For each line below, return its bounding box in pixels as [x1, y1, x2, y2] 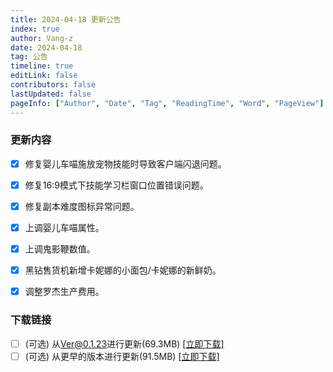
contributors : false [10, 80, 97, 90]
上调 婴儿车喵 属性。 [24, 221, 105, 233]
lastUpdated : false [10, 89, 92, 99]
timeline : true [10, 61, 74, 71]
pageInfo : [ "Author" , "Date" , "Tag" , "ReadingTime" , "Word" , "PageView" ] [10, 98, 325, 108]
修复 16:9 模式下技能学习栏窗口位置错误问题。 [24, 179, 209, 191]
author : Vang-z [10, 33, 74, 43]
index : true [10, 24, 60, 34]
